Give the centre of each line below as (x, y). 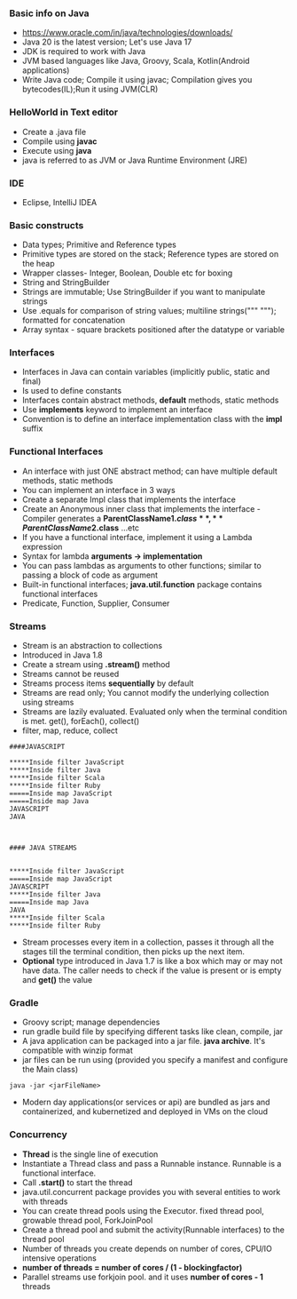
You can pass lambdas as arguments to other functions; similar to (141, 565)
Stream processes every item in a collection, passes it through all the (148, 942)
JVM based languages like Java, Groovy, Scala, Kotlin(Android (136, 61)
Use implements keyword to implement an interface (117, 410)
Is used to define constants (72, 391)
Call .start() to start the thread (77, 1182)
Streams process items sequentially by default (108, 683)
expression (42, 546)
